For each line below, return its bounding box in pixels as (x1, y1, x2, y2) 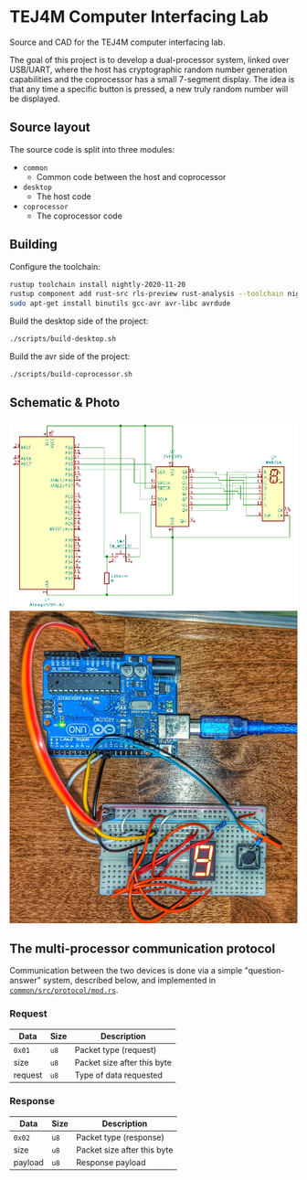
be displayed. (9, 93, 61, 104)
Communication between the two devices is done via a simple (9, 965, 243, 976)
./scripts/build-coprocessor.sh (9, 370, 132, 379)
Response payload (76, 1157, 146, 1168)
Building (9, 237, 58, 252)
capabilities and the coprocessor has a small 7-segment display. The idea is (9, 73, 295, 84)
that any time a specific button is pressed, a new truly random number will (9, 83, 289, 94)
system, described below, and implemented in (42, 975, 217, 986)
